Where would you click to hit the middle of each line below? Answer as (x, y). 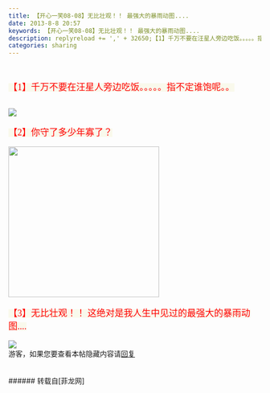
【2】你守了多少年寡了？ (60, 133)
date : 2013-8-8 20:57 (45, 23)
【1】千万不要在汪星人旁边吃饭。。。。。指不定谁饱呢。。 (121, 88)
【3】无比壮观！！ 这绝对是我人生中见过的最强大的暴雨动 (129, 313)
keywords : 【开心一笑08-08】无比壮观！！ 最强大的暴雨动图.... (104, 31)
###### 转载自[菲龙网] (47, 381)
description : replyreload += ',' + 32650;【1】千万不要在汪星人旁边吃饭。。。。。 (133, 38)
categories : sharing (43, 46)
